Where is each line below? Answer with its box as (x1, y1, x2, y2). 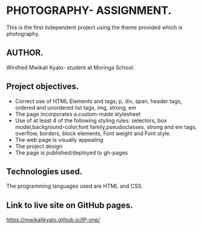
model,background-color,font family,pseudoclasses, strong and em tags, (15, 123, 197, 130)
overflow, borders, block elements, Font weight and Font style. (15, 130, 171, 137)
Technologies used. (6, 166, 83, 176)
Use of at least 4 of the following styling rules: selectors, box (15, 116, 167, 124)
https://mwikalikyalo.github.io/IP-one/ (6, 216, 101, 224)
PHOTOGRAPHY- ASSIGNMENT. (6, 4, 171, 18)
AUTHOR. (6, 48, 44, 58)
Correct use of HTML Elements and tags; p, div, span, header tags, (15, 98, 182, 105)
